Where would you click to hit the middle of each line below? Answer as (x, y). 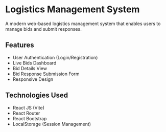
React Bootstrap (30, 118)
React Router (26, 113)
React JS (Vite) (29, 107)
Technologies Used (37, 95)
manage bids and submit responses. (43, 29)
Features (20, 45)
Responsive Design (33, 79)
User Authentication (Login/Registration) (55, 57)
